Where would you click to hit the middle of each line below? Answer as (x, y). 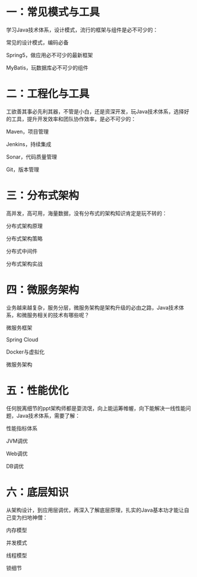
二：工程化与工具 (48, 94)
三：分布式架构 (43, 196)
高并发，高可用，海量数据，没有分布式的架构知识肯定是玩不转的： (87, 213)
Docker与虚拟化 (26, 352)
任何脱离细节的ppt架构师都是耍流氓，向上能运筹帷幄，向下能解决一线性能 (96, 408)
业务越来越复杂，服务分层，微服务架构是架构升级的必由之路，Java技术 (93, 307)
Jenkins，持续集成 (29, 144)
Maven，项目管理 (28, 131)
